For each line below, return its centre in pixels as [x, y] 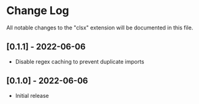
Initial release [32, 95]
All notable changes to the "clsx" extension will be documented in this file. [100, 28]
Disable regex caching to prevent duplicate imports [80, 61]
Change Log [38, 11]
